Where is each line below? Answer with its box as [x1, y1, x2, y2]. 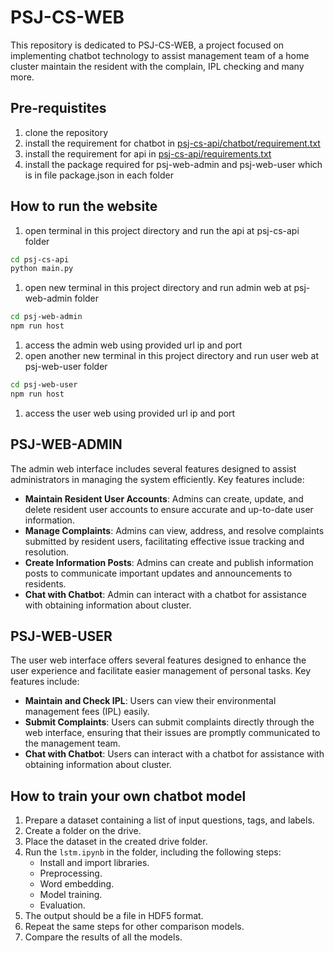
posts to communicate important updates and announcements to [24, 567, 293, 579]
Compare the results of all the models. [24, 931, 183, 943]
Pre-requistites [10, 100, 107, 117]
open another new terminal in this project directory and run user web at [24, 350, 319, 362]
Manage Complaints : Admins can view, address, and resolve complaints [24, 524, 325, 536]
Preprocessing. [39, 867, 103, 880]
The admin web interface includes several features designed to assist [10, 462, 297, 475]
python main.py [10, 264, 74, 274]
